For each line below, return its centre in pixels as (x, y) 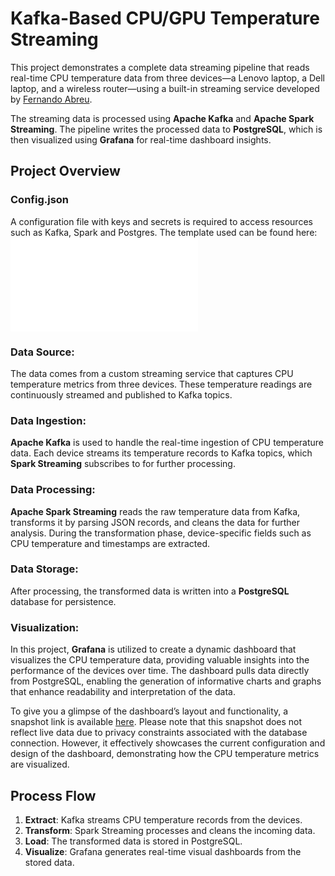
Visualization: (45, 627)
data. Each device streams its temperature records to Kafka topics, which (161, 453)
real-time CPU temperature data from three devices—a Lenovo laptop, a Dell (167, 78)
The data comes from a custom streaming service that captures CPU (152, 373)
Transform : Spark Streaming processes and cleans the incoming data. (170, 830)
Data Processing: (53, 490)
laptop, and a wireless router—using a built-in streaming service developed (165, 88)
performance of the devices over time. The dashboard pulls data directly (160, 671)
